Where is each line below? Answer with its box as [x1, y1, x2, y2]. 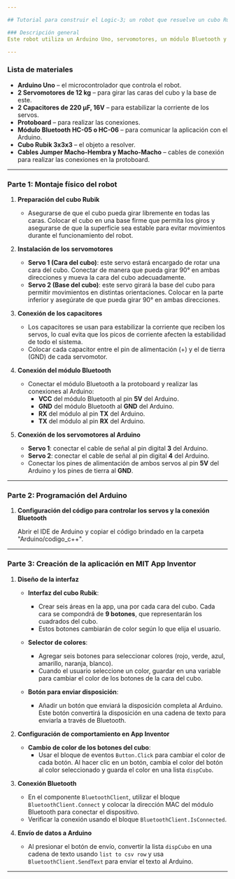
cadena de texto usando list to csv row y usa [27, 850, 164, 858]
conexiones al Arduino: [27, 387, 94, 395]
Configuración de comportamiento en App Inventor [17, 730, 170, 738]
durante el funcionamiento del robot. [27, 231, 134, 239]
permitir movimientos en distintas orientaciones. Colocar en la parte [27, 288, 224, 297]
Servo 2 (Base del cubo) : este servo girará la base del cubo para [27, 280, 215, 289]
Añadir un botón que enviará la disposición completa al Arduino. [38, 701, 223, 709]
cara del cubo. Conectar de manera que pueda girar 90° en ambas [27, 266, 220, 274]
